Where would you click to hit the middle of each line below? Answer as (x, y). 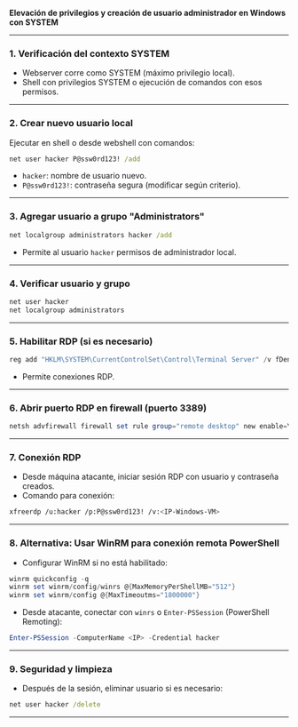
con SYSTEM (34, 22)
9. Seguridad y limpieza (61, 668)
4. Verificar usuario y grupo (70, 284)
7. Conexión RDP (45, 457)
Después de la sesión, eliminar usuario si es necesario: (122, 689)
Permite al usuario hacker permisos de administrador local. (129, 252)
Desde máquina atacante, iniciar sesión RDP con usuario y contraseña (150, 477)
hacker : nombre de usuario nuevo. (84, 176)
